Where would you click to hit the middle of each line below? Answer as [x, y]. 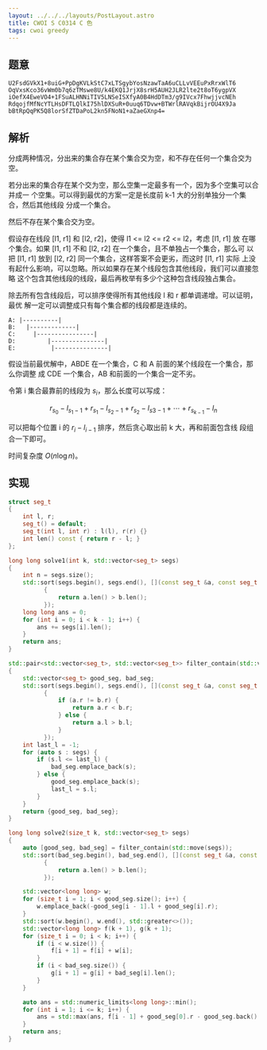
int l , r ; [39, 517]
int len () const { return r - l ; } [81, 539]
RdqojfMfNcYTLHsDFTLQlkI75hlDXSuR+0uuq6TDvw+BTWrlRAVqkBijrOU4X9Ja [122, 104]
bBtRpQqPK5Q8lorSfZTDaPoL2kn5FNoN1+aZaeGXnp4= [87, 111]
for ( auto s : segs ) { [60, 752]
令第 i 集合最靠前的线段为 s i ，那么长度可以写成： [88, 392]
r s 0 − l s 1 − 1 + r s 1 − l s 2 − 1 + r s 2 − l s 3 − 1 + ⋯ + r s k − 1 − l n [133, 409]
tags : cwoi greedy [39, 30]
